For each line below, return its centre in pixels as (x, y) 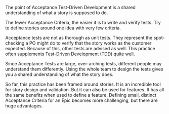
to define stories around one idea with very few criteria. (63, 28)
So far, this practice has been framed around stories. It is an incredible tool (83, 84)
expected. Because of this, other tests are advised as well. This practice (80, 48)
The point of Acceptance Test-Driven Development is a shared (70, 7)
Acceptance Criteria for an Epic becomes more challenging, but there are (81, 100)
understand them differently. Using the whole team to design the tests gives (84, 69)
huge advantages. (24, 106)
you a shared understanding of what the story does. (59, 74)
